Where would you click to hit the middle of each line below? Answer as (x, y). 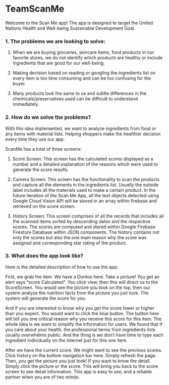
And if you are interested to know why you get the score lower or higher (80, 308)
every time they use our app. (35, 139)
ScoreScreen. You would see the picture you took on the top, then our (78, 287)
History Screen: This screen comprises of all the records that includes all (88, 216)
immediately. (26, 104)
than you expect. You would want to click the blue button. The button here (82, 313)
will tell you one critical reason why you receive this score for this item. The (83, 319)
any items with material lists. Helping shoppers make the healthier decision (83, 134)
